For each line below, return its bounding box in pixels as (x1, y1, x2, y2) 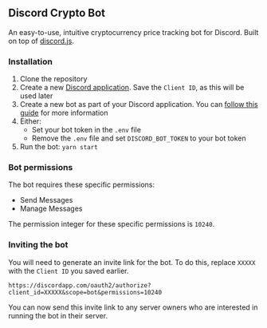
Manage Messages (19, 204, 83, 214)
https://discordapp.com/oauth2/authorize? (8, 281, 151, 290)
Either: (19, 117, 41, 126)
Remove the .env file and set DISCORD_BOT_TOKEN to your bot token (31, 133, 246, 143)
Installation (8, 56, 53, 67)
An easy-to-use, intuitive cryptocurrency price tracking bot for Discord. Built (8, 27, 259, 37)
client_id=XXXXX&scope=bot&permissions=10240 (8, 288, 162, 296)
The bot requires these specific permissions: (8, 180, 155, 190)
